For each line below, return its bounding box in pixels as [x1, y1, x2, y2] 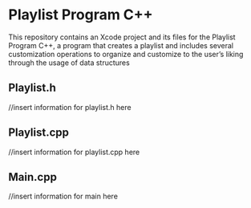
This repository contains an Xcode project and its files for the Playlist [8, 32, 236, 42]
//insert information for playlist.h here [8, 102, 132, 112]
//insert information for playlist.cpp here [8, 147, 140, 157]
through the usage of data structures [8, 58, 130, 67]
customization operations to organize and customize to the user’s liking [8, 49, 244, 59]
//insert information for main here [8, 191, 119, 202]
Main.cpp [8, 170, 58, 184]
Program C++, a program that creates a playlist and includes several [8, 40, 234, 50]
